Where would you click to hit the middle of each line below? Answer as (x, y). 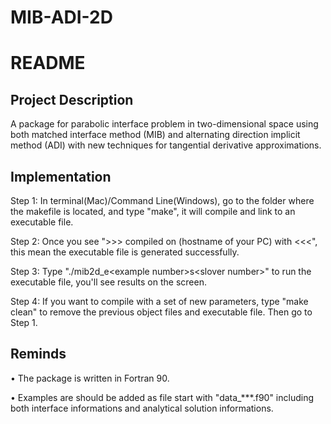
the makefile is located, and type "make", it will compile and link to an (153, 211)
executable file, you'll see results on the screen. (108, 282)
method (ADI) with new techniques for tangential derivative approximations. (166, 145)
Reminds (38, 354)
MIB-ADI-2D (61, 17)
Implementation (61, 176)
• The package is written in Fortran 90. (90, 378)
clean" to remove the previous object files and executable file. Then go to (161, 312)
